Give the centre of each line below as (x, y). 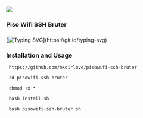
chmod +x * (22, 88)
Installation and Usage (39, 55)
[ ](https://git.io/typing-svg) (57, 40)
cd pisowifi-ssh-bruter (38, 78)
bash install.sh (29, 99)
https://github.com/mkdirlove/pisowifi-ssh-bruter (73, 68)
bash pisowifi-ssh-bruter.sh (45, 109)
